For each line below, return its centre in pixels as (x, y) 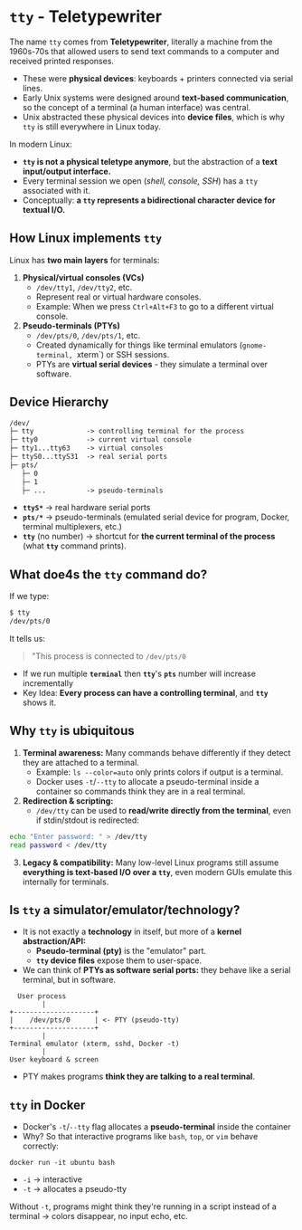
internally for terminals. (66, 882)
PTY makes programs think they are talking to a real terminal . (139, 1077)
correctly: (40, 1146)
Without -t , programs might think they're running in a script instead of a (143, 1206)
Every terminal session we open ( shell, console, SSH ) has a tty (140, 181)
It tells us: (27, 639)
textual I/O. (44, 209)
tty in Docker (47, 1105)
